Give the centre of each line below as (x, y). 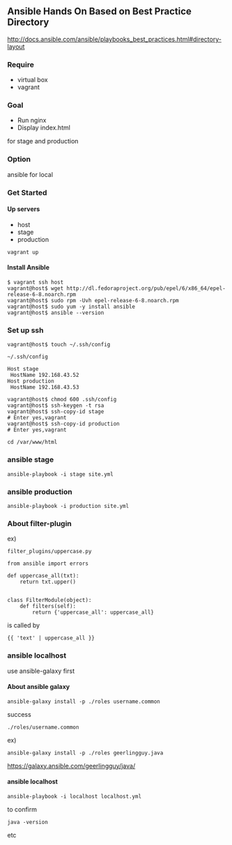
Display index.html (44, 127)
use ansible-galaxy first (41, 671)
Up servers (24, 209)
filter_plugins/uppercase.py (49, 552)
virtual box (32, 80)
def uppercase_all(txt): (43, 576)
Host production (31, 381)
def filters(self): (48, 606)
